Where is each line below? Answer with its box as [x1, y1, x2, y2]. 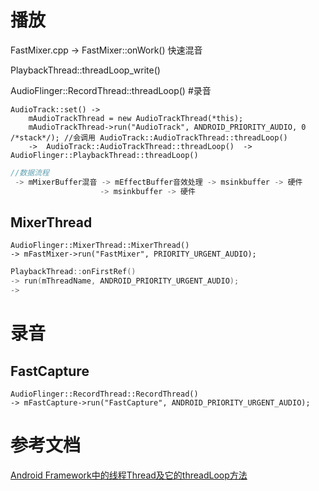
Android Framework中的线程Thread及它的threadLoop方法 [10, 469, 248, 481]
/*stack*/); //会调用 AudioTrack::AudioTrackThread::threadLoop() [10, 132, 288, 143]
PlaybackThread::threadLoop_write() [10, 64, 161, 76]
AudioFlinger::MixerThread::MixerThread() [10, 241, 190, 251]
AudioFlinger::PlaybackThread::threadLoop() [10, 150, 199, 160]
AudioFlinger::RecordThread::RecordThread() [10, 389, 199, 399]
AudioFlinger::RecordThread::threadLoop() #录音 [10, 84, 212, 96]
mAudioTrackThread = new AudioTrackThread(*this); [28, 113, 244, 123]
